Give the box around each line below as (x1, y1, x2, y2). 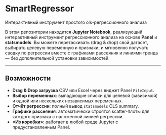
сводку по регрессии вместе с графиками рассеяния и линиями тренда (5, 50, 158, 56)
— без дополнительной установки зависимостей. (5, 55, 110, 61)
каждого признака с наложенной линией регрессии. (12, 113, 124, 119)
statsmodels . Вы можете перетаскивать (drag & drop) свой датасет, (5, 39, 148, 45)
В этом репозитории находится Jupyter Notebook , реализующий (5, 29, 143, 35)
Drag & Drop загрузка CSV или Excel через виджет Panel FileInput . (12, 87, 155, 93)
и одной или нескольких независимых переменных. (12, 97, 123, 104)
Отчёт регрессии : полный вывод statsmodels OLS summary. (12, 103, 139, 109)
